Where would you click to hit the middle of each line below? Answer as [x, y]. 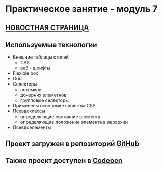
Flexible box [25, 73]
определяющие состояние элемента [60, 117]
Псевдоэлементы [32, 127]
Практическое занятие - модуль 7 [81, 9]
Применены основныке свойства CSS [54, 106]
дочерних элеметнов [43, 95]
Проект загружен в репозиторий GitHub [72, 143]
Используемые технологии [51, 45]
